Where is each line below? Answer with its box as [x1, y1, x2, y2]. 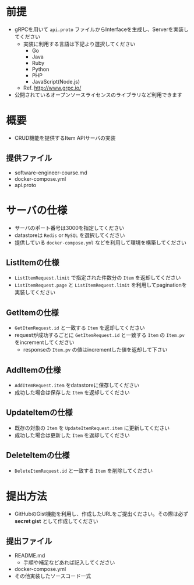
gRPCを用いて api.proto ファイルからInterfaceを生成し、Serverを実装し [14, 26, 189, 33]
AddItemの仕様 [6, 365, 61, 375]
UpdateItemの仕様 [6, 408, 73, 418]
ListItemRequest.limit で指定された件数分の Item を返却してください [14, 274, 181, 281]
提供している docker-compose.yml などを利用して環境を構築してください [14, 239, 186, 246]
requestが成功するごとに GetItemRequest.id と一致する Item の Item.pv [14, 332, 185, 339]
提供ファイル [6, 153, 52, 163]
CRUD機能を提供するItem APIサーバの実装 [14, 134, 116, 141]
